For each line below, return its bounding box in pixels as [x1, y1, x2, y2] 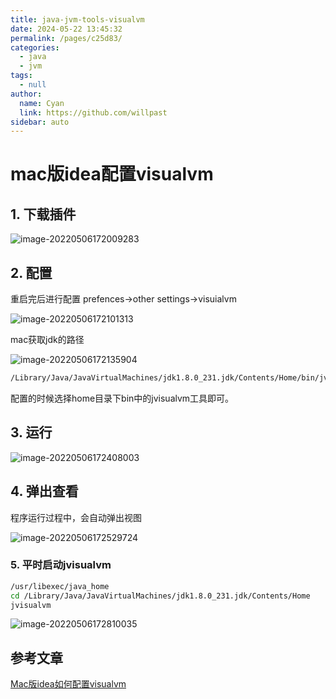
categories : [10, 42, 60, 53]
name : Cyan [19, 98, 65, 108]
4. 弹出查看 [10, 483, 79, 500]
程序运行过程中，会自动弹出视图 [10, 511, 142, 523]
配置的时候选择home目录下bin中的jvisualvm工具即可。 [10, 392, 235, 404]
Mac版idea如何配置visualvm [10, 678, 127, 690]
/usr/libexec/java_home [10, 581, 110, 591]
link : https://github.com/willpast [19, 107, 168, 118]
